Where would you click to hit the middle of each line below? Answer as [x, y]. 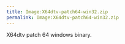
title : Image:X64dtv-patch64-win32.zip [57, 12]
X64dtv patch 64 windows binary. [49, 34]
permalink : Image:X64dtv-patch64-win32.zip [63, 17]
